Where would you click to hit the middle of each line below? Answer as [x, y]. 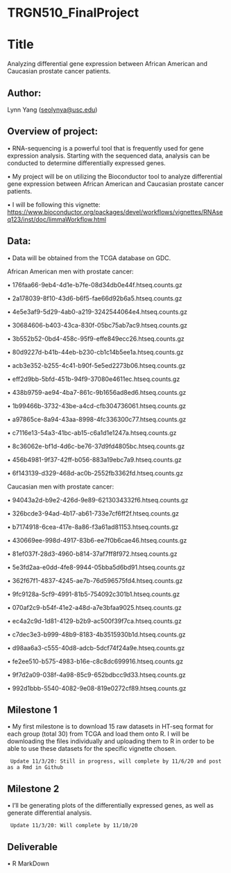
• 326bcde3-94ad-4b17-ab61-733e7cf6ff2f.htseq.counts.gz [93, 513]
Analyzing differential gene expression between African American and [108, 64]
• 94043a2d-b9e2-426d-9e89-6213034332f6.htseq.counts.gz [98, 500]
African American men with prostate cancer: [70, 271]
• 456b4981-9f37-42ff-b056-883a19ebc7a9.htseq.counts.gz [94, 459]
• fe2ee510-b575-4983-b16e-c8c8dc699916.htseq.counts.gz [95, 661]
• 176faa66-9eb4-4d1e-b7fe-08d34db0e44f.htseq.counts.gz [95, 285]
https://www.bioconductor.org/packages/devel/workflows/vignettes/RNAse [115, 212]
